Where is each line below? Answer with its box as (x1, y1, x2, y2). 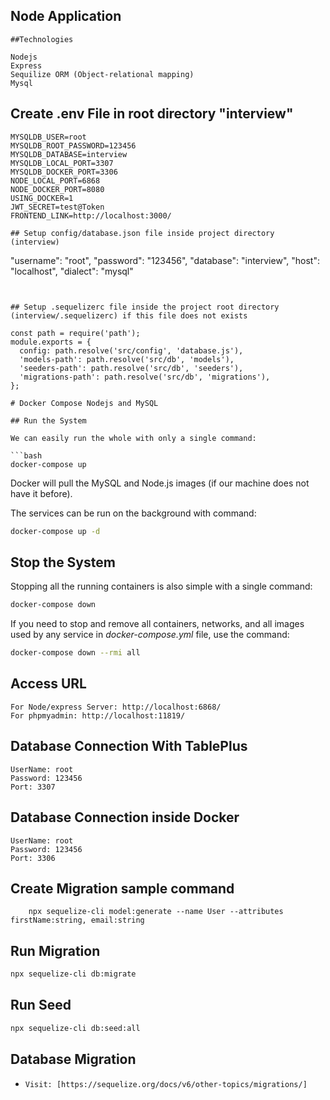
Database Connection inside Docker (10, 809, 240, 826)
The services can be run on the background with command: (10, 507, 257, 519)
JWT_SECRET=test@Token (10, 202, 105, 212)
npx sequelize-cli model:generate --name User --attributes (28, 907, 284, 917)
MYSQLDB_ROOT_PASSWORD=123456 (10, 140, 137, 151)
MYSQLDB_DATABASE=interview (10, 149, 128, 159)
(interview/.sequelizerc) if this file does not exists (10, 310, 248, 321)
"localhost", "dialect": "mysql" (10, 265, 134, 277)
